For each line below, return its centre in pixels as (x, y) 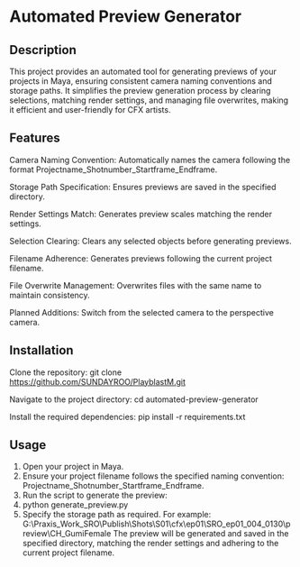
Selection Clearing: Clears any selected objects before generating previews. (150, 241)
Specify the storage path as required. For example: (117, 515)
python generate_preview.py (75, 505)
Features (35, 138)
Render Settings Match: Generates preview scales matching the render (141, 214)
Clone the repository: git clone (66, 372)
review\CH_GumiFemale (67, 534)
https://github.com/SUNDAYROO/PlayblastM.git (98, 381)
